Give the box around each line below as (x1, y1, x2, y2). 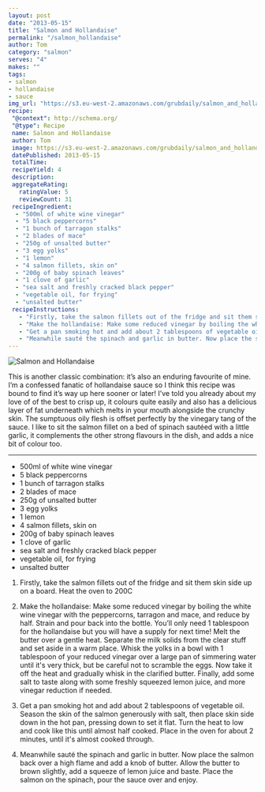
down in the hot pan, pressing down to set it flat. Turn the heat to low (19, 718, 244, 727)
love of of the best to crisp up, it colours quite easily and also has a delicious (8, 397, 257, 407)
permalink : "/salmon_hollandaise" (8, 33, 122, 42)
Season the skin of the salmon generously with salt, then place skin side (19, 709, 255, 719)
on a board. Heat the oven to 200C (19, 586, 133, 596)
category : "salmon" (8, 48, 73, 56)
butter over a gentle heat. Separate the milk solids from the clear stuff (19, 635, 247, 645)
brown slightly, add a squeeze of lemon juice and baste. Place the (19, 767, 233, 776)
